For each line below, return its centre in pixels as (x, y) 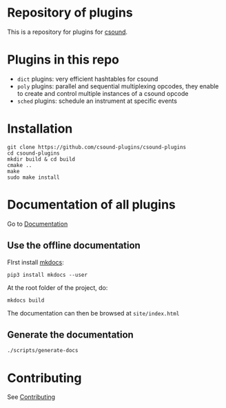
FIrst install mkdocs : (35, 262)
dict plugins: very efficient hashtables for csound (88, 79)
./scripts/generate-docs (43, 351)
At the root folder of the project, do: (58, 287)
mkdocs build (26, 300)
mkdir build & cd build (41, 159)
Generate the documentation (71, 334)
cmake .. (20, 165)
